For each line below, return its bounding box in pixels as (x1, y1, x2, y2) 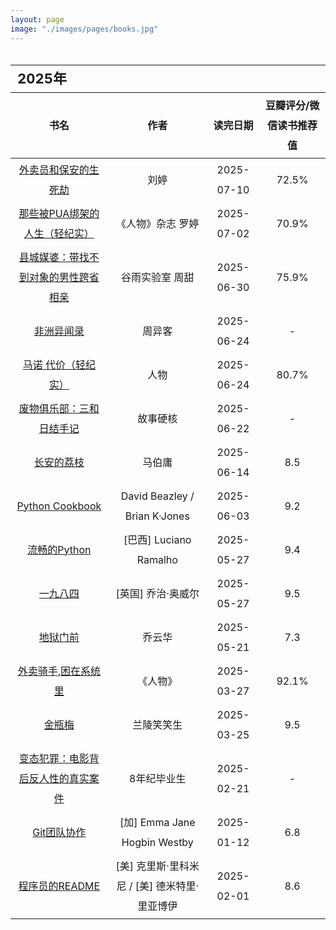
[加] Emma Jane (119, 815, 196, 829)
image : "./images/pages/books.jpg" (10, 24, 159, 34)
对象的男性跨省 (28, 270, 100, 284)
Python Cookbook (16, 499, 102, 513)
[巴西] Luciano (123, 532, 192, 546)
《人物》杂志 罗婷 (116, 216, 200, 230)
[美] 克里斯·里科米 (115, 859, 200, 873)
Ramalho (136, 552, 178, 566)
